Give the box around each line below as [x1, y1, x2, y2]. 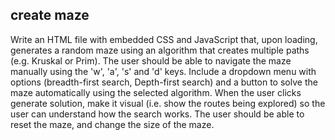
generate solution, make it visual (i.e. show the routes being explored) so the [10, 97, 326, 109]
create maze [10, 7, 90, 24]
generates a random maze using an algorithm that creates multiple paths [10, 44, 310, 56]
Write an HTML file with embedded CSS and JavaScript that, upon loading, [10, 33, 318, 45]
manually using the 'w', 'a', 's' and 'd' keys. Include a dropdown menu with [10, 65, 317, 77]
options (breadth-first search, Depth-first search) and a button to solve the [10, 76, 318, 88]
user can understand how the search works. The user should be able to [10, 108, 305, 120]
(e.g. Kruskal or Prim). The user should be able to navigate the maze [10, 54, 292, 67]
